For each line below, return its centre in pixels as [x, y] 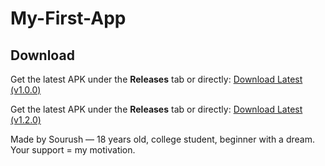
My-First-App [68, 18]
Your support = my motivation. [73, 150]
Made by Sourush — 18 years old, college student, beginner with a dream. [162, 139]
